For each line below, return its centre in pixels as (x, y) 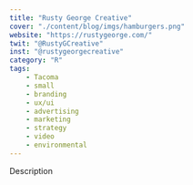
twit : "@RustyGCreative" (56, 43)
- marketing (48, 119)
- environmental (57, 145)
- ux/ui (40, 103)
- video (40, 137)
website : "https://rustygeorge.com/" (81, 35)
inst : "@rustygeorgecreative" (67, 52)
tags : (20, 69)
